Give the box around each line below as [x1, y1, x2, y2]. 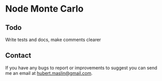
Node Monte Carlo [5, 3, 84, 15]
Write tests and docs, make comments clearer [5, 36, 101, 43]
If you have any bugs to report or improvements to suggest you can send [5, 64, 157, 71]
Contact [5, 51, 31, 60]
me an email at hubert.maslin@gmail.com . [5, 70, 93, 76]
